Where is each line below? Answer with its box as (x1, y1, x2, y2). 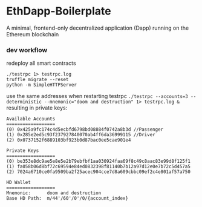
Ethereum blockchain (6, 30, 59, 38)
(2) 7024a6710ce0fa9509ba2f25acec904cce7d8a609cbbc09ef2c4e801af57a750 (6, 169, 191, 175)
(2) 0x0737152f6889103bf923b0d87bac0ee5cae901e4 (6, 137, 131, 143)
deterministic (6, 99, 42, 105)
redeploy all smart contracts (6, 59, 77, 67)
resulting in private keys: (6, 104, 68, 111)
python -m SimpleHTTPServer (6, 82, 77, 88)
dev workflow (6, 45, 48, 54)
